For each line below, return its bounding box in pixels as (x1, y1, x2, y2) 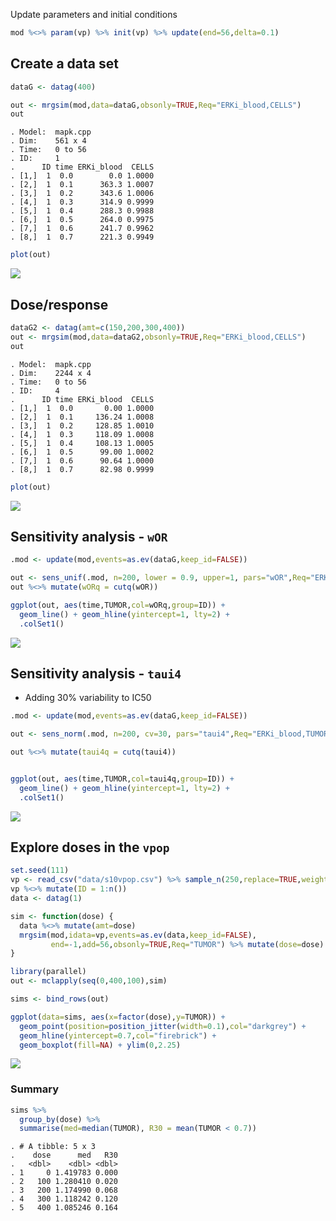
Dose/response (10, 296, 109, 313)
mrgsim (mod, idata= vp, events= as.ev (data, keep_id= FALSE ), (19, 930, 257, 940)
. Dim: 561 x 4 (10, 136, 87, 146)
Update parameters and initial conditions (10, 9, 178, 20)
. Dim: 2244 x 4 (10, 368, 92, 378)
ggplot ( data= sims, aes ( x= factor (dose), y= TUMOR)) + (10, 1012, 226, 1022)
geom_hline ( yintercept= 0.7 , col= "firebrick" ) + (19, 1030, 217, 1041)
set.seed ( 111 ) (10, 865, 70, 876)
